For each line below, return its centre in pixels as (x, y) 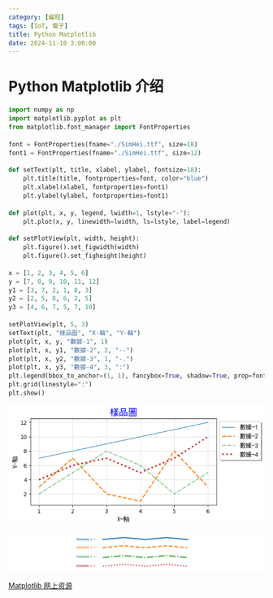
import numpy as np (41, 110)
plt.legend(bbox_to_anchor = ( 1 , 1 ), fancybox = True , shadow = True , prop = (130, 376)
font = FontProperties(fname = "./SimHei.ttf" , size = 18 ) (103, 144)
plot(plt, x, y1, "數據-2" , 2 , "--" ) (71, 350)
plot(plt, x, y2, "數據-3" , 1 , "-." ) (71, 359)
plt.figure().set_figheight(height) (85, 256)
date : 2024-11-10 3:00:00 (52, 43)
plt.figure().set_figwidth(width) (81, 247)
